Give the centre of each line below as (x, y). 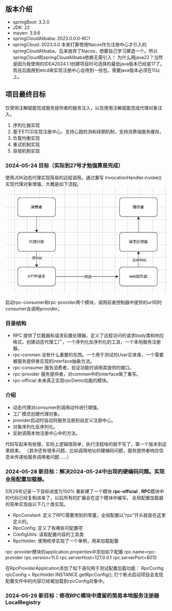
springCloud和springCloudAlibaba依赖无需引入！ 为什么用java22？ (83, 57)
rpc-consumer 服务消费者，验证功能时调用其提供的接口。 (73, 368)
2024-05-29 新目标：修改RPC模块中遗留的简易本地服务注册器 (82, 596)
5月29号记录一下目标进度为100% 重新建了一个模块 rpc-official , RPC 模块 (82, 491)
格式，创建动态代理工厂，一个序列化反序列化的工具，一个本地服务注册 (87, 342)
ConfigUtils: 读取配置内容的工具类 (48, 534)
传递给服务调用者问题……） (43, 457)
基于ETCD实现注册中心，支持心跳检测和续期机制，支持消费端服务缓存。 (88, 131)
